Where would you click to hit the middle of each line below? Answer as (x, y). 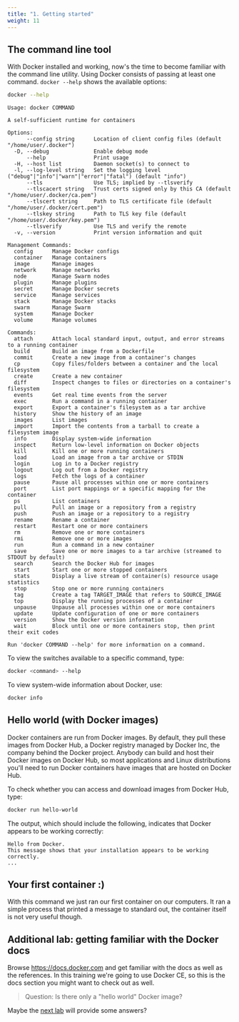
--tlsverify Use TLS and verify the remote (106, 227)
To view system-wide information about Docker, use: (85, 685)
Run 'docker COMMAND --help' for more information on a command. (106, 645)
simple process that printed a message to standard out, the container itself (117, 909)
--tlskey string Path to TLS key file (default (106, 214)
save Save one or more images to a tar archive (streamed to (118, 551)
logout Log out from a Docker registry (81, 470)
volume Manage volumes (56, 320)
